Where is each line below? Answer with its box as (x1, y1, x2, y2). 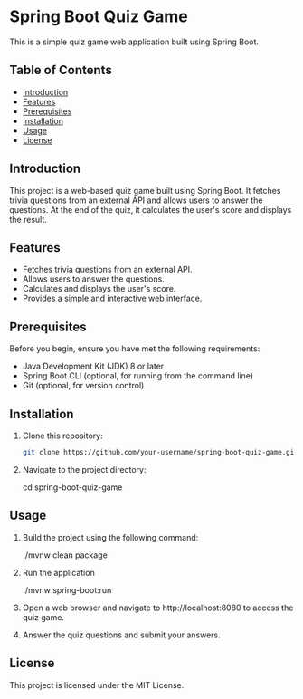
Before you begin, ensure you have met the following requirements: (9, 343, 260, 354)
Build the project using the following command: (22, 531, 199, 542)
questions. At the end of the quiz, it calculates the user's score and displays (9, 204, 292, 215)
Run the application (22, 567, 95, 578)
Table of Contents (9, 62, 113, 78)
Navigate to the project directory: (22, 464, 147, 474)
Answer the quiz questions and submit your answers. (22, 629, 222, 640)
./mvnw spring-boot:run (22, 584, 112, 595)
